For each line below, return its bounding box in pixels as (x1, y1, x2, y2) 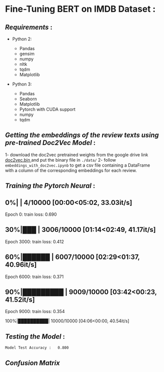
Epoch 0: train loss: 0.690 (5, 211, 57, 217)
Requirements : (5, 23, 53, 31)
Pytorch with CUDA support (19, 107, 76, 112)
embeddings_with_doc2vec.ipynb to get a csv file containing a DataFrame (5, 162, 150, 168)
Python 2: (12, 36, 32, 42)
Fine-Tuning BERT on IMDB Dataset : (5, 3, 156, 15)
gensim (19, 51, 35, 57)
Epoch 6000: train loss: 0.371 (5, 274, 64, 280)
